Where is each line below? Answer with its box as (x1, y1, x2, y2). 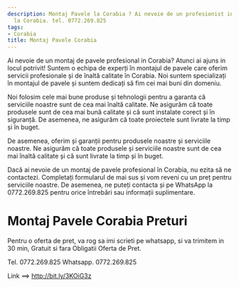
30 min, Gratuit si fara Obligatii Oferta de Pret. (7, 244, 142, 253)
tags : (7, 23, 23, 31)
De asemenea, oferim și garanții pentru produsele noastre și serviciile (7, 136, 211, 146)
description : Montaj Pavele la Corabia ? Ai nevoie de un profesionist (7, 10, 224, 18)
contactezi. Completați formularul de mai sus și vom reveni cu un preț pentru (7, 173, 232, 182)
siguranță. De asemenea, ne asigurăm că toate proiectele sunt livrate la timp (7, 115, 230, 124)
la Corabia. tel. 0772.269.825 (14, 17, 107, 24)
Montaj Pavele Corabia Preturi (7, 213, 188, 229)
